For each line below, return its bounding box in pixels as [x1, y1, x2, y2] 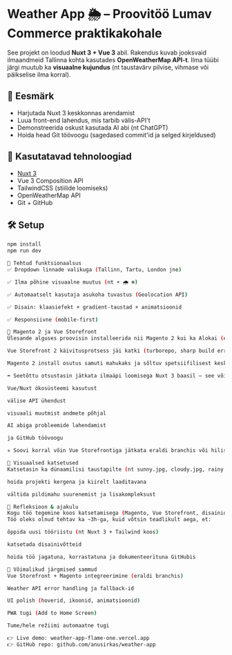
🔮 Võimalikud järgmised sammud [7, 566, 97, 573]
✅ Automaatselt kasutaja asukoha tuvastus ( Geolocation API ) [7, 291, 188, 298]
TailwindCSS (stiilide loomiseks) [17, 184, 108, 192]
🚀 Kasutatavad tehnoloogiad [7, 150, 133, 163]
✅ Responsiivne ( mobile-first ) [7, 316, 99, 323]
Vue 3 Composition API [17, 176, 84, 184]
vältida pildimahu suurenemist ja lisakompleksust [7, 491, 156, 498]
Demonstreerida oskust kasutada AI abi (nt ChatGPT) [17, 123, 168, 132]
